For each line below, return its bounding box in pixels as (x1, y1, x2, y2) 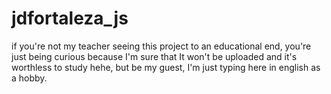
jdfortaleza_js (11, 7, 129, 30)
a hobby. (11, 72, 48, 84)
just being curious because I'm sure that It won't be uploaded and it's (11, 50, 298, 62)
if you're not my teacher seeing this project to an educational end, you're (11, 40, 312, 52)
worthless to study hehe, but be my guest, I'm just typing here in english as (11, 61, 321, 73)
